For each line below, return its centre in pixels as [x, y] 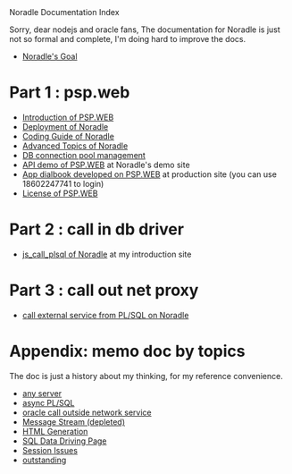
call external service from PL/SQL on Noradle [105, 315]
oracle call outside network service [87, 412]
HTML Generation [55, 431]
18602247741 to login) [63, 183]
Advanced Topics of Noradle [75, 146]
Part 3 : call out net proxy [104, 290]
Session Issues [50, 450]
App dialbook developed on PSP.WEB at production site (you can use [149, 174]
